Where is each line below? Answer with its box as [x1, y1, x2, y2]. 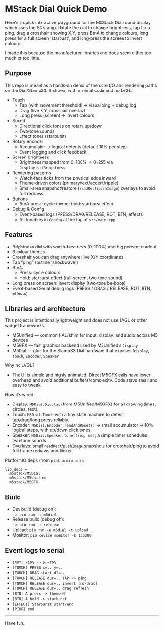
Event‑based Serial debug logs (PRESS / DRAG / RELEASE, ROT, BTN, [12, 285, 152, 291]
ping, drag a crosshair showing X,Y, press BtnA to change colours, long [5, 30, 149, 36]
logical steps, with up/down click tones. [12, 427, 92, 433]
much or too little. [5, 55, 41, 61]
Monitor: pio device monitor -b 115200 [12, 532, 92, 538]
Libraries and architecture [5, 304, 86, 313]
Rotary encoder [12, 138, 44, 144]
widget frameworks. [5, 323, 45, 329]
